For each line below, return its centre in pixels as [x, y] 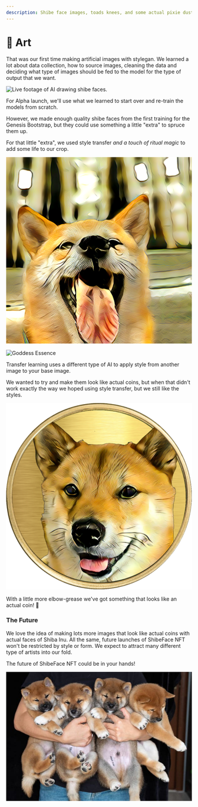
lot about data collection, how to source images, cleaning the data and [91, 65]
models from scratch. [32, 107]
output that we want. [31, 78]
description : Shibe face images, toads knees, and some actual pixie [93, 12]
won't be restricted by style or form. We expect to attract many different [93, 645]
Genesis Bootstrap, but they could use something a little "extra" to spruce [95, 125]
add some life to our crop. [37, 149]
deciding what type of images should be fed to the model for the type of [94, 72]
